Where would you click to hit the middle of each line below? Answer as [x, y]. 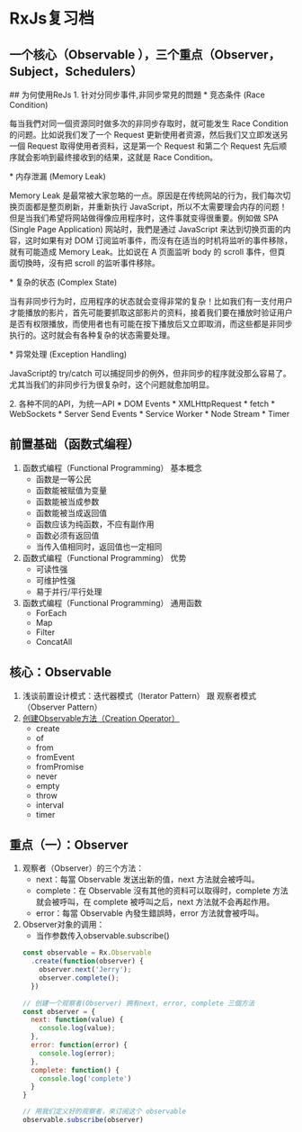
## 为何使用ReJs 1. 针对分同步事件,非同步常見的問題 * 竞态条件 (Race [137, 95]
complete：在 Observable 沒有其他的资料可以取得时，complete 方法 [162, 891]
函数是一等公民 [63, 479]
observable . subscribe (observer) [83, 1120]
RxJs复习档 [52, 18]
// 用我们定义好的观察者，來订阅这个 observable [104, 1112]
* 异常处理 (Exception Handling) [68, 354]
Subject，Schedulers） [76, 72]
